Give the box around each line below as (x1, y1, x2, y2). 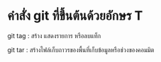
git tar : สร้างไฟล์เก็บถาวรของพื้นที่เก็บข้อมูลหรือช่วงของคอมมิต (7, 45, 155, 54)
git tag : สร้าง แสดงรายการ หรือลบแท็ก (7, 31, 101, 39)
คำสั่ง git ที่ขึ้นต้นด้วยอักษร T (7, 8, 143, 24)
